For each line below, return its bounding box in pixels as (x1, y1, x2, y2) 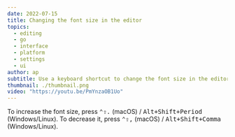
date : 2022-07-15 (7, 10, 58, 17)
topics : (7, 23, 30, 30)
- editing (13, 29, 42, 37)
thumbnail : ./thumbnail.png (7, 82, 90, 89)
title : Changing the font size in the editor (7, 17, 142, 24)
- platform (13, 50, 45, 57)
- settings (13, 56, 45, 63)
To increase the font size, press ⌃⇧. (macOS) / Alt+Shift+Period (7, 108, 203, 116)
